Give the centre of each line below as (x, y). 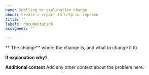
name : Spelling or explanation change (46, 10)
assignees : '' (20, 29)
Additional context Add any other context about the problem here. (75, 67)
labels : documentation (29, 24)
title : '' (16, 19)
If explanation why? (26, 58)
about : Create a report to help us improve (52, 15)
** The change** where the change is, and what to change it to (71, 48)
